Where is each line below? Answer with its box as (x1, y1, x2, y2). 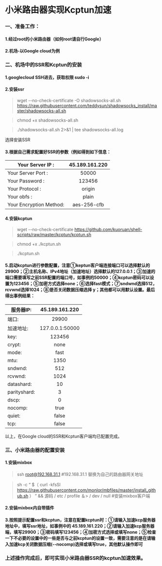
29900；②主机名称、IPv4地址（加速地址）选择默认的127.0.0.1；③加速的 (5, 269, 155, 274)
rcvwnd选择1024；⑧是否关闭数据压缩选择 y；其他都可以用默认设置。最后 (5, 287, 155, 292)
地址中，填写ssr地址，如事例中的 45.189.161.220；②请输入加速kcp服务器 (5, 523, 155, 529)
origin (81, 185, 95, 192)
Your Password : (7, 178, 45, 184)
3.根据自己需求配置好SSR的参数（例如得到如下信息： (5, 149, 111, 155)
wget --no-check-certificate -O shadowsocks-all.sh (16, 98, 121, 104)
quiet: (7, 412, 20, 419)
